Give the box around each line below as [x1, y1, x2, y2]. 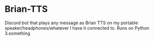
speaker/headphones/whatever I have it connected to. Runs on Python [4, 25, 150, 31]
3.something [4, 30, 30, 36]
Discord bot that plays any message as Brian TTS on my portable [4, 20, 138, 26]
